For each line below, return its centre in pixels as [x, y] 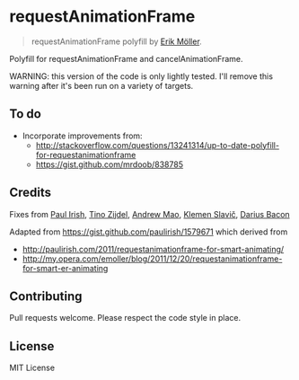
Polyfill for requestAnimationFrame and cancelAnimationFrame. [127, 58]
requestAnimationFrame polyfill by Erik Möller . [116, 41]
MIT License [32, 368]
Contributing [46, 296]
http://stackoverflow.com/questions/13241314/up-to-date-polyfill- [158, 145]
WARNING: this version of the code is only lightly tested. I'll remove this [141, 76]
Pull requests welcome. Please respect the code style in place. [125, 318]
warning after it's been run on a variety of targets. [101, 85]
